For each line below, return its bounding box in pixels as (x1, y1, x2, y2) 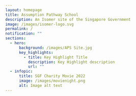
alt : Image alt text (18, 83, 63, 88)
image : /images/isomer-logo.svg (5, 21, 74, 27)
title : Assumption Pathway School (5, 12, 79, 17)
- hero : (10, 41, 26, 46)
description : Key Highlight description (28, 59, 115, 65)
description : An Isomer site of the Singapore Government (5, 17, 131, 22)
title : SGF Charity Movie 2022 (18, 74, 86, 79)
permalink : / (5, 26, 33, 31)
